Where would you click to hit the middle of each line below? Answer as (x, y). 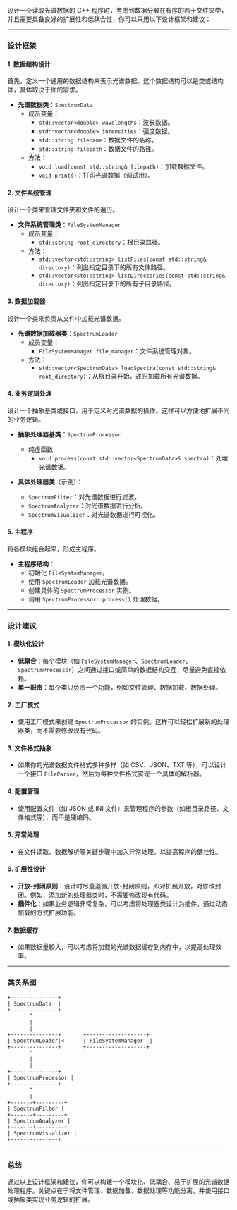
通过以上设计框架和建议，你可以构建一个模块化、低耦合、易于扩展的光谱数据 (119, 1181)
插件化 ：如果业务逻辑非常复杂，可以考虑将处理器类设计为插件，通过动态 (122, 904)
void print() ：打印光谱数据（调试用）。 (96, 176)
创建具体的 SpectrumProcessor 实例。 (81, 590)
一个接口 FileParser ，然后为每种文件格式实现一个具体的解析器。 (111, 774)
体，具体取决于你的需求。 (44, 90)
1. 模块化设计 (26, 644)
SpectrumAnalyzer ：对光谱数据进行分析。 (87, 506)
